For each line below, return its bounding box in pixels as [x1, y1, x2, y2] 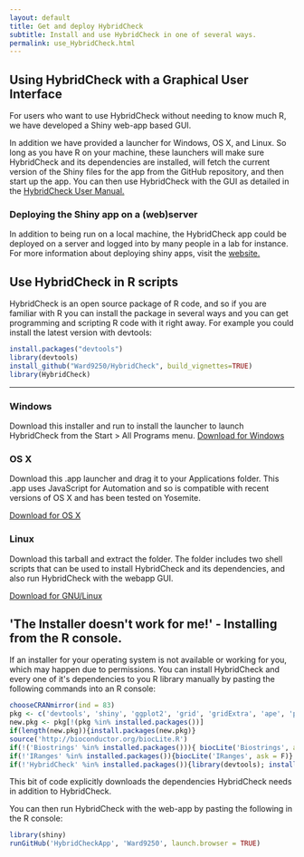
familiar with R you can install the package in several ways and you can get [9, 308, 290, 319]
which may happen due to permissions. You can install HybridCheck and [9, 664, 280, 675]
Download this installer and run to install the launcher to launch [9, 420, 244, 431]
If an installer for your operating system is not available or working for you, [9, 654, 288, 666]
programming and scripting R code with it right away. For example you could [9, 318, 294, 329]
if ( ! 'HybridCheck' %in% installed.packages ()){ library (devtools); [9, 760, 265, 769]
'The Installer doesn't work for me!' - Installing [9, 616, 278, 631]
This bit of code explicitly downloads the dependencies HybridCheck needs [9, 776, 292, 787]
